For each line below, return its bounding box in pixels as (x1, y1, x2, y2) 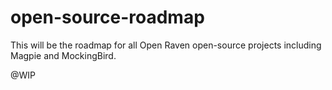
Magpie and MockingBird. (10, 49, 117, 61)
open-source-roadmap (10, 6, 205, 29)
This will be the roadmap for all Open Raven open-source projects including (10, 39, 322, 51)
